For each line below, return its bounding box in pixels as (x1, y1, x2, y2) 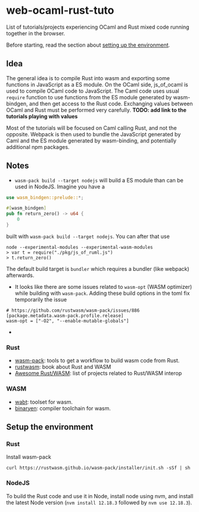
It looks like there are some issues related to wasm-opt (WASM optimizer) (14, 283, 192, 290)
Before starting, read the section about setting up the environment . (6, 41, 170, 48)
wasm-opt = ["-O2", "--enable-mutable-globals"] (6, 318, 129, 324)
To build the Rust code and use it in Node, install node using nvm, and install (6, 492, 194, 499)
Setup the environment (6, 422, 94, 432)
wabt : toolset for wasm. (14, 398, 73, 406)
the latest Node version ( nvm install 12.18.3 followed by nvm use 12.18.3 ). (6, 499, 192, 506)
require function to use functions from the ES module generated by (6, 93, 172, 100)
